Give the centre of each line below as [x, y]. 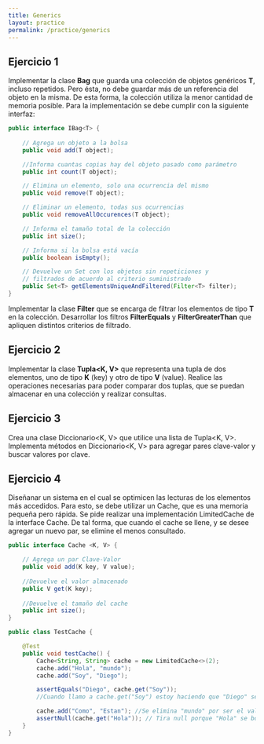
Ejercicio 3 [35, 419]
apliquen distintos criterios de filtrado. [70, 325]
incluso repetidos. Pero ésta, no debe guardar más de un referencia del [123, 89]
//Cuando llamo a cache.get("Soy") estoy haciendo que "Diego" [142, 697]
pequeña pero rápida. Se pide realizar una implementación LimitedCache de [131, 514]
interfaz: [22, 114]
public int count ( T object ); [70, 172]
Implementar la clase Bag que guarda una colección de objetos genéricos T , [132, 81]
